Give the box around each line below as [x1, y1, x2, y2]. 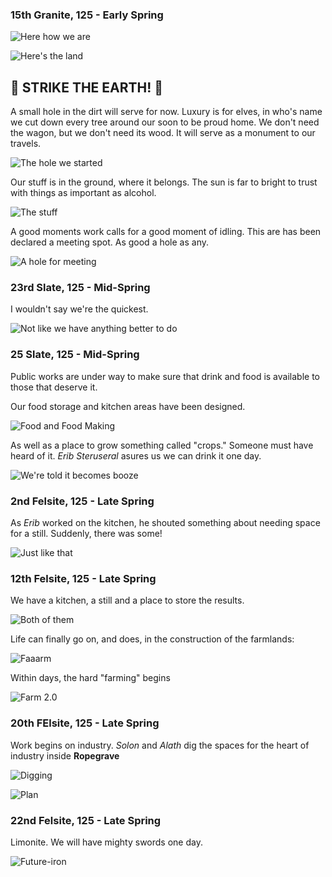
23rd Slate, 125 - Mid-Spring [10, 281, 151, 295]
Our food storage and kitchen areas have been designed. [10, 400, 246, 412]
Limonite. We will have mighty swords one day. [10, 836, 203, 848]
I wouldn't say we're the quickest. [10, 303, 149, 315]
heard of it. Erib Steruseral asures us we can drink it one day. [10, 449, 262, 462]
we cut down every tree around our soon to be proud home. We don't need [10, 116, 320, 128]
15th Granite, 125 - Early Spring [10, 8, 164, 22]
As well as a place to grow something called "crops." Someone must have [10, 439, 314, 451]
